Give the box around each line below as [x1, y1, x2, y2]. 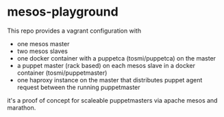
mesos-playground [7, 4, 119, 20]
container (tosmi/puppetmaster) [16, 69, 108, 77]
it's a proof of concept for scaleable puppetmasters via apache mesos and [7, 96, 218, 104]
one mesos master [16, 39, 70, 48]
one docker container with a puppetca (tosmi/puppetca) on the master [16, 54, 216, 62]
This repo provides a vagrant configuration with [7, 27, 142, 35]
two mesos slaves [16, 47, 69, 55]
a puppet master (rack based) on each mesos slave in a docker [16, 61, 196, 69]
